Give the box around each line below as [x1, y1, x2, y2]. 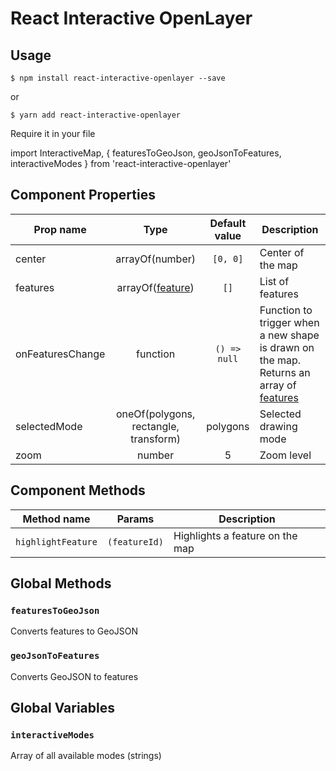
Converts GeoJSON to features [10, 670, 139, 682]
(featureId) [106, 536, 164, 547]
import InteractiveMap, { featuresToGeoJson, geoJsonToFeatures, [10, 147, 282, 159]
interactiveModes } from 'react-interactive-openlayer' [10, 158, 232, 169]
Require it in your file [10, 128, 96, 139]
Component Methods [10, 482, 146, 499]
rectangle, [131, 419, 180, 433]
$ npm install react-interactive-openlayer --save [10, 73, 226, 83]
